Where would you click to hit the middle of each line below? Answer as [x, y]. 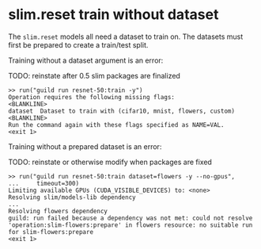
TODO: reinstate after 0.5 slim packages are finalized [94, 75]
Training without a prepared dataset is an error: [85, 146]
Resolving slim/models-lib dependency [72, 197]
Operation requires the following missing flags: [92, 97]
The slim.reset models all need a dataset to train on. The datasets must [126, 36]
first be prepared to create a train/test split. [78, 44]
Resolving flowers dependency [58, 211]
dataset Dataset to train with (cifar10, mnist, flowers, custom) [122, 111]
